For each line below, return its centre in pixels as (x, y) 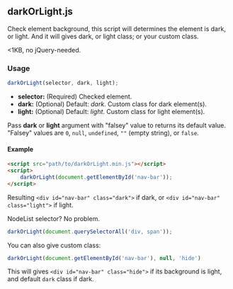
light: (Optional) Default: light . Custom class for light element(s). (111, 111)
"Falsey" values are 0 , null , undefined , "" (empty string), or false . (103, 132)
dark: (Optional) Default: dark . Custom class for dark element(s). (112, 104)
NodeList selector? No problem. (54, 218)
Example (21, 149)
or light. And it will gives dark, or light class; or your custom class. (103, 36)
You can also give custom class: (54, 245)
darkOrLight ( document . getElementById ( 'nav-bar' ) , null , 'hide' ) (104, 258)
